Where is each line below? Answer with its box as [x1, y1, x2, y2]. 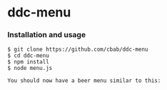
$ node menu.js [7, 65, 53, 72]
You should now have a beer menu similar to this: [7, 77, 161, 84]
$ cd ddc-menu [7, 52, 50, 59]
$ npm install [7, 59, 50, 66]
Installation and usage [7, 30, 86, 40]
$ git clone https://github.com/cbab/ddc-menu [7, 46, 148, 54]
